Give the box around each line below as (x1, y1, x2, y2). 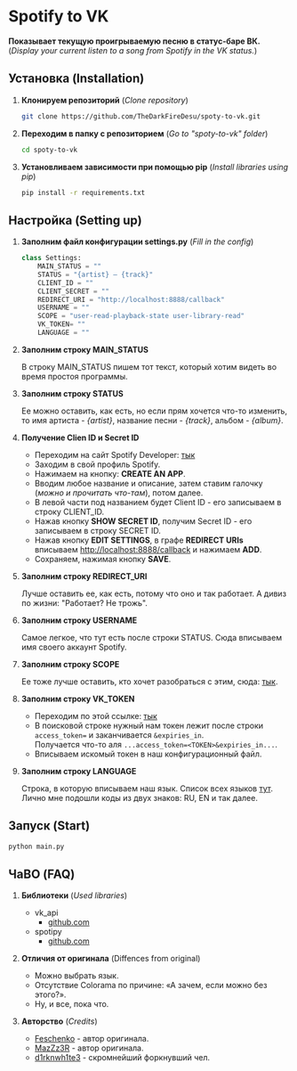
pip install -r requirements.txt (20, 188, 146, 197)
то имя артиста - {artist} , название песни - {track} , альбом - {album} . (20, 414, 284, 425)
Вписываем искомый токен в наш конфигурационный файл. (34, 748, 262, 759)
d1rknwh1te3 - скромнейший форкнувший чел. (34, 1052, 211, 1063)
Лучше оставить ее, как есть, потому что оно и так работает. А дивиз (20, 588, 286, 599)
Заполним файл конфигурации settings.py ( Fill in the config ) (20, 236, 254, 247)
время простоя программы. (20, 371, 128, 381)
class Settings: (20, 254, 82, 263)
